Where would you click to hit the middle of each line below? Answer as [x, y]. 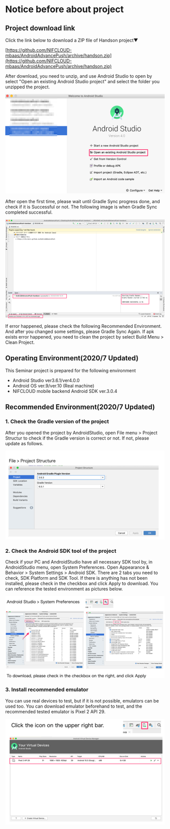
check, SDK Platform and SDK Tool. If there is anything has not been [76, 578]
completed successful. [29, 212]
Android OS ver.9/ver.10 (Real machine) [53, 386]
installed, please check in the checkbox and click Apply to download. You [82, 583]
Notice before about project [65, 9]
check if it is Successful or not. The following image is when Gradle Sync [81, 207]
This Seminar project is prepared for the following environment [71, 370]
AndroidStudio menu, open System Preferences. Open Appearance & [77, 567]
